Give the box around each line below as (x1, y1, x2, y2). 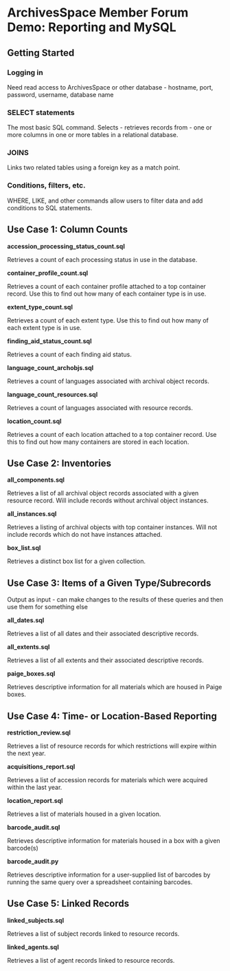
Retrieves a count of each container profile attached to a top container (7, 282, 206, 290)
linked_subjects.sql (7, 916, 64, 924)
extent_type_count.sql (7, 303, 73, 311)
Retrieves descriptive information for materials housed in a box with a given (7, 837, 221, 845)
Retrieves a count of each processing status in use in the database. (7, 255, 198, 263)
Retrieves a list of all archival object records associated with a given (7, 489, 199, 498)
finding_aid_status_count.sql (7, 336, 92, 345)
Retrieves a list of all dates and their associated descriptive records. (7, 629, 199, 638)
